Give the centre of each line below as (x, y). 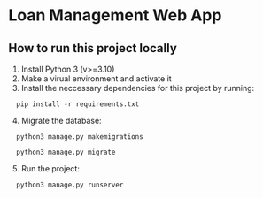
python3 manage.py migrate (66, 152)
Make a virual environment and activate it (96, 79)
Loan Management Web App (115, 15)
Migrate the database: (62, 121)
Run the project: (50, 168)
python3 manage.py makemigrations (80, 137)
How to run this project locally (93, 48)
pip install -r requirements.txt (78, 104)
